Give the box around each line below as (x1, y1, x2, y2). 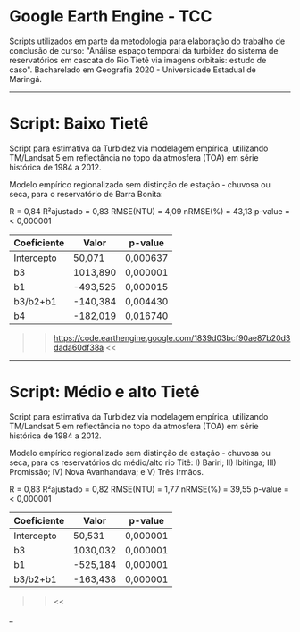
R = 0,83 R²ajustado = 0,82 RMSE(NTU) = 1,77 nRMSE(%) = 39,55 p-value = (9, 484, 290, 495)
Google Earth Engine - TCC (9, 6, 212, 27)
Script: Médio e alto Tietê (9, 382, 200, 403)
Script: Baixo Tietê (9, 113, 149, 134)
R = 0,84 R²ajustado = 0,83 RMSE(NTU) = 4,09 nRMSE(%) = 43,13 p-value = (9, 205, 290, 216)
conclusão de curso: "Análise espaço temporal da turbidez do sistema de (9, 45, 279, 55)
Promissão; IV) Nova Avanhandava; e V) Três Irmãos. (9, 466, 204, 477)
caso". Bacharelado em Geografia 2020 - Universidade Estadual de (9, 64, 257, 75)
